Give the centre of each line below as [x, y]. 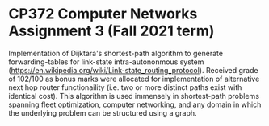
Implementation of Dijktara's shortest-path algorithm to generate [116, 53]
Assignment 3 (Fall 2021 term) [111, 31]
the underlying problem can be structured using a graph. [103, 112]
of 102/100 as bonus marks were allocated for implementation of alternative [134, 79]
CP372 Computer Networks [103, 14]
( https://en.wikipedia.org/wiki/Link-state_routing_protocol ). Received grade [133, 70]
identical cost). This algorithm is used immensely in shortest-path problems [134, 96]
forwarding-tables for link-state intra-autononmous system [106, 62]
